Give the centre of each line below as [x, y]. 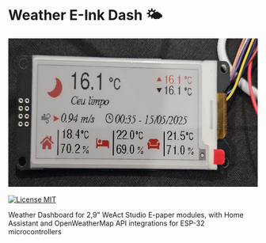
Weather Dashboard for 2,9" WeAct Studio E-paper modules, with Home [126, 215]
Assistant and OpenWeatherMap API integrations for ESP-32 [106, 223]
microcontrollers [35, 231]
